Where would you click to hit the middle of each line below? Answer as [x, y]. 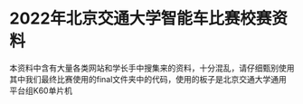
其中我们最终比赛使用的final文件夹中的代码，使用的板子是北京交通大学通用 [148, 79]
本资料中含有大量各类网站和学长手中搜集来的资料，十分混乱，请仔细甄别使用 [152, 68]
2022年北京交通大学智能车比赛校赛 [141, 19]
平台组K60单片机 [41, 90]
